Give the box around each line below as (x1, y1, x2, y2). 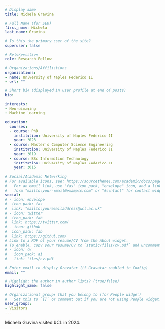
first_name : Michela (5, 25, 48, 30)
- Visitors (5, 305, 27, 311)
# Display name (5, 7, 36, 12)
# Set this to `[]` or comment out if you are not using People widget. (5, 297, 162, 302)
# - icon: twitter (5, 211, 43, 216)
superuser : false (5, 43, 41, 48)
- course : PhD (9, 129, 38, 134)
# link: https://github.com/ (5, 234, 67, 239)
